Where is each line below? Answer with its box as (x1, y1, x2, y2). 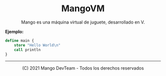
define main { (5, 38, 35, 43)
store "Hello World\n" (14, 43, 61, 48)
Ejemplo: (5, 28, 24, 34)
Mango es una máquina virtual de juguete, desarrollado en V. (21, 19, 145, 25)
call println (14, 47, 41, 52)
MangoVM (61, 3, 105, 14)
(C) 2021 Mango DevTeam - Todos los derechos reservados (22, 65, 144, 71)
